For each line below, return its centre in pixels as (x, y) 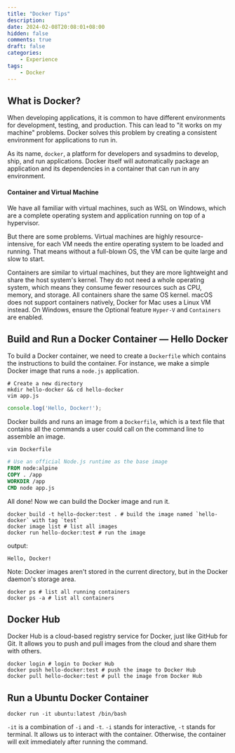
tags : (15, 66)
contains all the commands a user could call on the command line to (106, 429)
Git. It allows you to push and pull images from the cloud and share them (112, 644)
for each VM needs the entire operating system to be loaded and (130, 244)
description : (26, 20)
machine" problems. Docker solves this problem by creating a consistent (112, 133)
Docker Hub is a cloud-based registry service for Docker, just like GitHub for (117, 637)
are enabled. (26, 317)
